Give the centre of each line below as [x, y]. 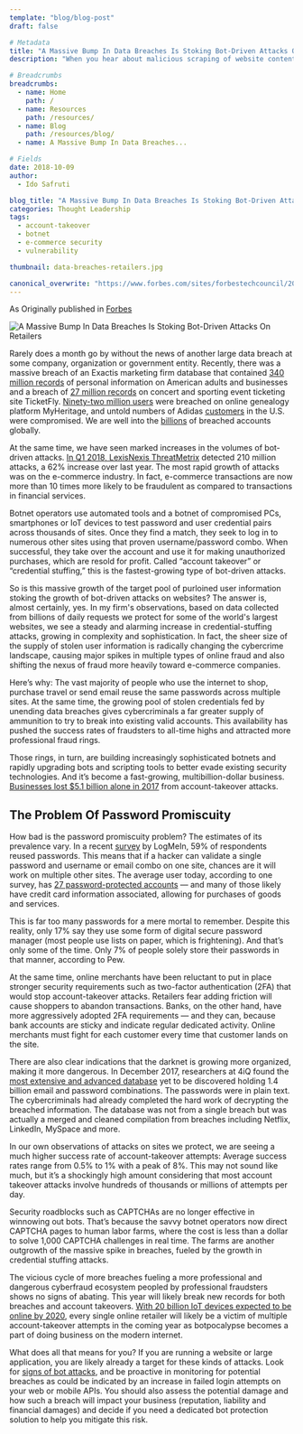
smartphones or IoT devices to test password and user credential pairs [141, 523]
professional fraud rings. [55, 740]
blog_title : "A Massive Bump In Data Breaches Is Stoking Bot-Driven [143, 200]
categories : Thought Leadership [70, 209]
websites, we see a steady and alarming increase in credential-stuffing [141, 627]
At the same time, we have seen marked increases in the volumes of [136, 448]
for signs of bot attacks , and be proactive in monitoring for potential [135, 1372]
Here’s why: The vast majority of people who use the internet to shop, [139, 683]
